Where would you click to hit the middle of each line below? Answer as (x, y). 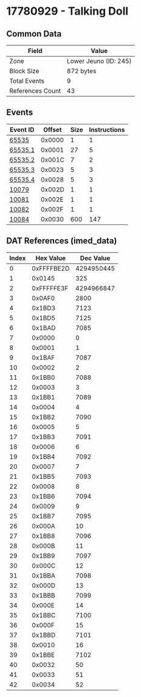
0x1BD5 (44, 318)
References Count (35, 91)
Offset (53, 129)
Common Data (34, 34)
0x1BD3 (44, 308)
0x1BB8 (43, 536)
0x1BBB (43, 595)
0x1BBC (44, 615)
